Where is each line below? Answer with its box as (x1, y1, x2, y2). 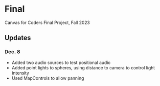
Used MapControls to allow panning (11, 75, 84, 81)
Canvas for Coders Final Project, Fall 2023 (4, 20, 90, 25)
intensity (11, 70, 29, 76)
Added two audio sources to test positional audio (11, 60, 111, 65)
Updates (4, 34, 31, 42)
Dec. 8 (4, 48, 21, 55)
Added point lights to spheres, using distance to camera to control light (11, 64, 155, 70)
